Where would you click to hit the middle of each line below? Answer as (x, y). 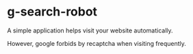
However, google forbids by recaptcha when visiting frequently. (97, 43)
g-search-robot (52, 12)
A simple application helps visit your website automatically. (90, 30)
